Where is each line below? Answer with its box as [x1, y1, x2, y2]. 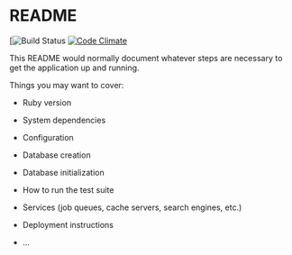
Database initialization [22, 167, 105, 178]
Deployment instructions [22, 219, 114, 230]
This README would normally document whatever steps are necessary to [9, 52, 283, 63]
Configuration [22, 132, 74, 142]
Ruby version [22, 96, 72, 108]
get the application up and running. [9, 62, 140, 73]
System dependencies [22, 114, 106, 125]
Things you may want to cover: [9, 79, 124, 90]
